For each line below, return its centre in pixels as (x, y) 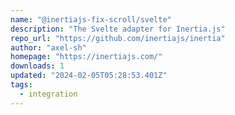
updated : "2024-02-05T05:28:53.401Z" (89, 76)
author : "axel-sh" (48, 47)
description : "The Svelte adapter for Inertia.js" (118, 29)
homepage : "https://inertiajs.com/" (86, 57)
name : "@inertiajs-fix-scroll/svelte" (91, 19)
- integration (48, 94)
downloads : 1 (37, 66)
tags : (21, 85)
